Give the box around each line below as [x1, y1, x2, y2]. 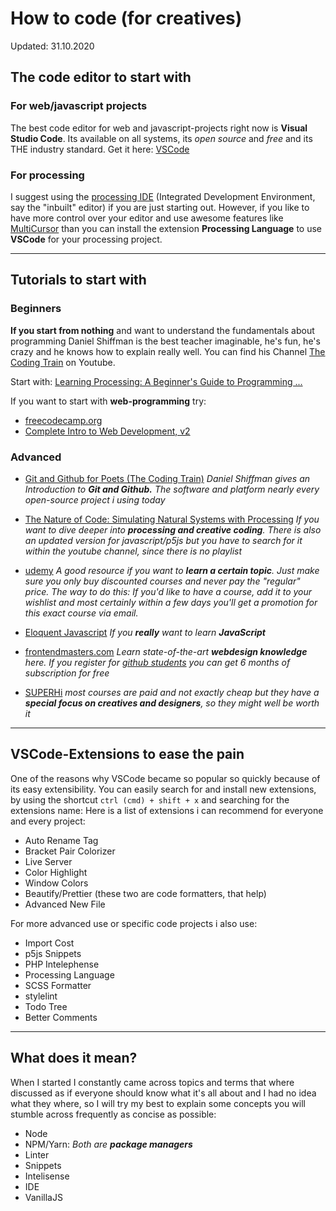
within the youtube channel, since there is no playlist [24, 545, 243, 557]
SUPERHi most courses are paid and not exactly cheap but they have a [24, 686, 320, 698]
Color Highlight [24, 866, 88, 878]
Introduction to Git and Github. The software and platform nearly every [24, 483, 320, 495]
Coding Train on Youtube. [10, 356, 116, 368]
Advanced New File [24, 898, 106, 910]
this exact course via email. [24, 607, 139, 619]
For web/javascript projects [10, 99, 148, 113]
